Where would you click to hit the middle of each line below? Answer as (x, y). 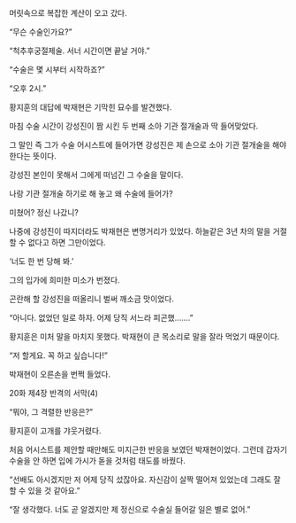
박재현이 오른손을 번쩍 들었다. (60, 374)
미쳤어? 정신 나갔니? (44, 212)
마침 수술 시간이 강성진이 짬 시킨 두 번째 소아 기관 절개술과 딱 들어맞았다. (134, 126)
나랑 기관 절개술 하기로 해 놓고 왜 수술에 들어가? (91, 194)
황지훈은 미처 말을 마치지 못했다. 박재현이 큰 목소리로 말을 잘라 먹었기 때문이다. (144, 336)
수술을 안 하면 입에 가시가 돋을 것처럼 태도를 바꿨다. (97, 461)
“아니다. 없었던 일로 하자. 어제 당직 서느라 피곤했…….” (101, 318)
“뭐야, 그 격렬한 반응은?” (51, 412)
